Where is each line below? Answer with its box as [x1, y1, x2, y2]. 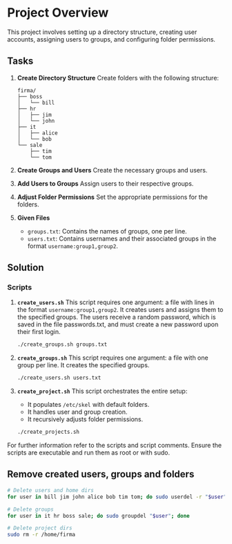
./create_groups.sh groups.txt [17, 341, 108, 348]
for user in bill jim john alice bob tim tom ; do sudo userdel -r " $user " [7, 493, 227, 500]
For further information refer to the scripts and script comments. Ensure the [7, 441, 222, 450]
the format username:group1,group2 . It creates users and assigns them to [17, 306, 224, 314]
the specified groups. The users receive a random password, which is [17, 313, 216, 322]
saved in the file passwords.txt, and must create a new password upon [17, 320, 219, 328]
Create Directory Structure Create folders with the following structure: [17, 73, 220, 82]
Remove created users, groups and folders [7, 468, 195, 480]
